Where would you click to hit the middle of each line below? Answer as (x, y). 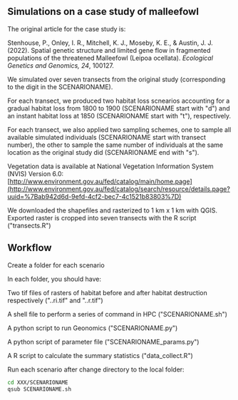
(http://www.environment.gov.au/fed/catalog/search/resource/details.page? (119, 189)
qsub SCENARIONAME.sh (40, 389)
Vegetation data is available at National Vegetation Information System (110, 166)
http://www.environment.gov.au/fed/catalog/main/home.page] (101, 181)
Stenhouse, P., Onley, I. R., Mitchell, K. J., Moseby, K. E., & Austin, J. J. (110, 43)
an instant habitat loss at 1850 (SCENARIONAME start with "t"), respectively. (119, 116)
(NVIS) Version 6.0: (36, 173)
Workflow (30, 248)
